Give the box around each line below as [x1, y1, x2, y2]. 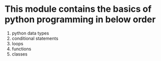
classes [11, 51, 28, 57]
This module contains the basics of [4, 3, 152, 15]
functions [11, 46, 32, 52]
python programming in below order [4, 14, 156, 25]
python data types [11, 30, 49, 36]
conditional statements [11, 35, 59, 41]
